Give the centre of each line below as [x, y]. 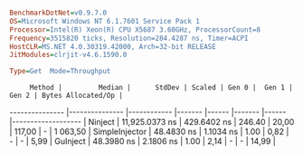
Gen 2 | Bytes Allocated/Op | [66, 96]
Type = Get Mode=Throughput [60, 72]
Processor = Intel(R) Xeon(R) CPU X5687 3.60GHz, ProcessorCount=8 [135, 29]
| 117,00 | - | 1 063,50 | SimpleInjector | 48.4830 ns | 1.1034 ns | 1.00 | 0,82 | [149, 131]
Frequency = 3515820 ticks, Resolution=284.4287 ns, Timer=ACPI [129, 38]
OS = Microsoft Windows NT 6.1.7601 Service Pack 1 [105, 21]
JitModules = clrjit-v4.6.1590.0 [68, 55]
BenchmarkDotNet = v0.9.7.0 [58, 13]
